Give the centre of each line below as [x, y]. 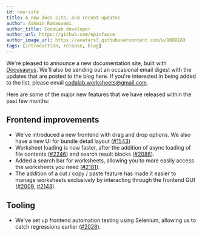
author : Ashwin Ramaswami [39, 23]
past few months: [28, 100]
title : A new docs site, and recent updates [63, 18]
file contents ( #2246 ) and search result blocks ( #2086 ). [85, 154]
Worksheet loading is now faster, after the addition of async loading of [103, 147]
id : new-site [23, 12]
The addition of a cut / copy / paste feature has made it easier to [96, 173]
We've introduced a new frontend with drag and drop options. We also [103, 134]
